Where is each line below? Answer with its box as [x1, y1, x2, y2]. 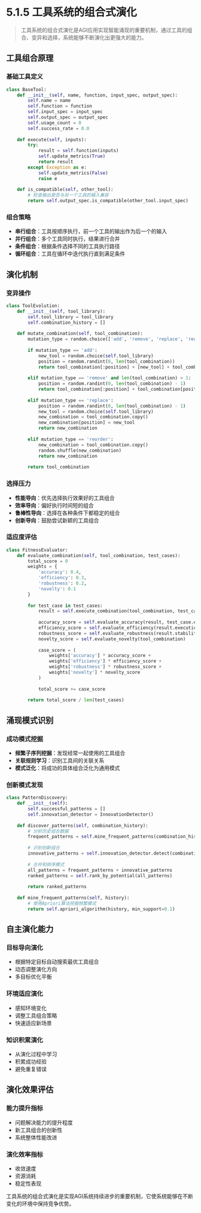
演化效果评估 [6, 1084, 54, 1095]
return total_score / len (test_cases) [28, 697, 124, 703]
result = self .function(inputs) [38, 148, 119, 154]
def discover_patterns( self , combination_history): [17, 822, 148, 829]
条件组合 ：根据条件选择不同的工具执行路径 [14, 243, 120, 250]
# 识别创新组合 [28, 845, 60, 851]
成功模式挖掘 [6, 734, 44, 743]
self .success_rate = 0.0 [28, 125, 90, 132]
